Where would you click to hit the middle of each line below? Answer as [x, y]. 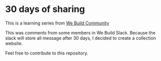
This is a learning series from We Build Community [57, 23]
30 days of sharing [45, 9]
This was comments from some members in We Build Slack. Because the [80, 32]
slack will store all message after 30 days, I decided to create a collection [81, 38]
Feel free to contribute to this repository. [47, 53]
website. [14, 43]
